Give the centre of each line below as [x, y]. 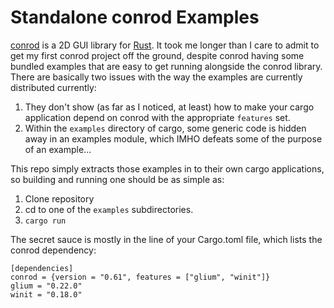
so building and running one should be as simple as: [117, 179]
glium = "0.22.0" [46, 286]
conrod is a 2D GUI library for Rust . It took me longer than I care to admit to [165, 45]
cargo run [45, 221]
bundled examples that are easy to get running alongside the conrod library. [166, 66]
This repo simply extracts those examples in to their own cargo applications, [167, 168]
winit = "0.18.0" [46, 294]
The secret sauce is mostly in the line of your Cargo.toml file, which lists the [166, 239]
